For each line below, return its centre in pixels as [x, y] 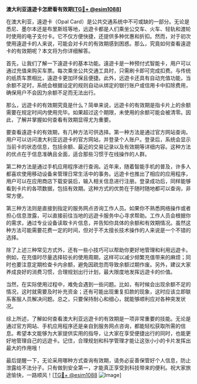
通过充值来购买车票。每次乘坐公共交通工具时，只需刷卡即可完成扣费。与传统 [98, 71]
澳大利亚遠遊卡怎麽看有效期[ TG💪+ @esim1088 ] [64, 9]
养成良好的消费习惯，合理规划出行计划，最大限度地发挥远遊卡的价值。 [91, 272]
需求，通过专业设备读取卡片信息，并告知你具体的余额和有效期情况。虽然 [98, 223]
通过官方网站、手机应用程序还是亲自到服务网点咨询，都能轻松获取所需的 [93, 326]
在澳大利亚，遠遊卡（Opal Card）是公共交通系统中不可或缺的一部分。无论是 [98, 22]
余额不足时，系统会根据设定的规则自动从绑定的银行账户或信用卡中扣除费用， [98, 85]
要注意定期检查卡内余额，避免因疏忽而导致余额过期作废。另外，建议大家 [103, 265]
